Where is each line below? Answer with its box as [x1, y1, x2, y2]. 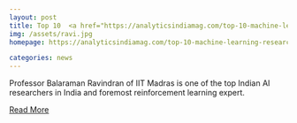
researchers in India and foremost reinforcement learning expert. [9, 88, 246, 98]
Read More [9, 104, 49, 115]
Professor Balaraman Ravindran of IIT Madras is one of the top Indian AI [9, 78, 270, 88]
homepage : [9, 37, 46, 47]
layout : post [9, 12, 57, 22]
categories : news [9, 54, 73, 63]
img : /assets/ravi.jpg [9, 29, 93, 38]
